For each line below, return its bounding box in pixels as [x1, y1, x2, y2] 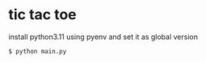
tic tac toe [8, 6, 77, 24]
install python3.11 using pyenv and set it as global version [8, 32, 198, 41]
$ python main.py [8, 47, 67, 55]
